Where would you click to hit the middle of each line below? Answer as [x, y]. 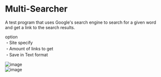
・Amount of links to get [29, 48]
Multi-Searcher [36, 9]
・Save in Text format [27, 55]
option [11, 37]
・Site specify [19, 43]
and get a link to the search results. [40, 27]
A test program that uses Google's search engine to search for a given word [80, 22]
